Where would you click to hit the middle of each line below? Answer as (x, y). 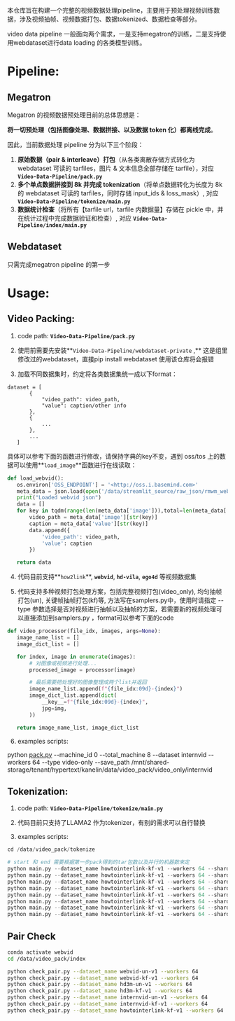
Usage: (29, 293)
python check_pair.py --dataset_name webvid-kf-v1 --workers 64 (103, 978)
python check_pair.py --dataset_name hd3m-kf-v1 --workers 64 (100, 991)
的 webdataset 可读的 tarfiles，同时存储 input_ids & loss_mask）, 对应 (118, 193)
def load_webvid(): (36, 478)
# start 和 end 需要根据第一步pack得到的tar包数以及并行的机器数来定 (99, 862)
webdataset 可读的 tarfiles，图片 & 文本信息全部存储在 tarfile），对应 (116, 168)
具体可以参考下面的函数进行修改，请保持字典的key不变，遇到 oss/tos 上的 (114, 456)
